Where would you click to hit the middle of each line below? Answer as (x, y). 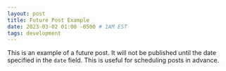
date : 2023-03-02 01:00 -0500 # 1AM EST (68, 26)
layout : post (26, 14)
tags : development (34, 33)
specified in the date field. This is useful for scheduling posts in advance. (113, 61)
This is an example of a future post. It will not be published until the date (112, 53)
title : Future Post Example (49, 20)
